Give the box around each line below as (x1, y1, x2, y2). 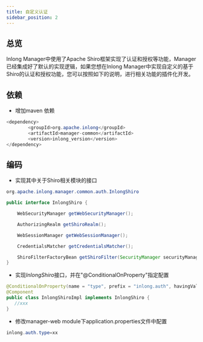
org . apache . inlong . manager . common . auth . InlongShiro (6, 189, 139, 195)
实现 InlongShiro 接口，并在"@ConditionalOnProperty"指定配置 (14, 271, 169, 279)
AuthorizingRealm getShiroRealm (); (17, 221, 107, 227)
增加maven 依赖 (14, 107, 55, 115)
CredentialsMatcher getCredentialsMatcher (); (17, 243, 134, 249)
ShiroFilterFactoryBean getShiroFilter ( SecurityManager (17, 254, 161, 260)
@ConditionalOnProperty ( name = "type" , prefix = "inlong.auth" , (6, 283, 172, 290)
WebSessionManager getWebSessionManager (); (17, 232, 129, 238)
